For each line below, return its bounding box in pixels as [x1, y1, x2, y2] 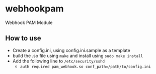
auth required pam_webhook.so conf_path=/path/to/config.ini [20, 64, 151, 69]
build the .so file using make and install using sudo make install [12, 52, 143, 58]
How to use [5, 34, 41, 42]
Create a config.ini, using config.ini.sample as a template [12, 47, 131, 53]
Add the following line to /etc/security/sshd [12, 58, 105, 64]
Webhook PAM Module [5, 19, 53, 25]
